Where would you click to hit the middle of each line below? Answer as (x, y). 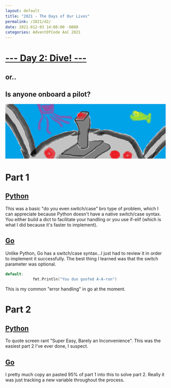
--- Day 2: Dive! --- (46, 58)
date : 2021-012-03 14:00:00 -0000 (42, 27)
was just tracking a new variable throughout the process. (65, 380)
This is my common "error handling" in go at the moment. (65, 289)
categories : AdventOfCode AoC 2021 (43, 32)
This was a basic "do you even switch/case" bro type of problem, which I (82, 208)
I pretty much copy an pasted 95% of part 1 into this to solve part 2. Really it (85, 375)
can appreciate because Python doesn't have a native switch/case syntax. (83, 214)
